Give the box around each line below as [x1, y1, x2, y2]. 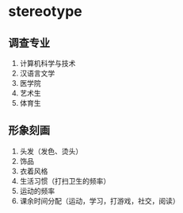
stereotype [8, 2, 82, 21]
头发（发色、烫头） [19, 146, 83, 156]
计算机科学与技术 [19, 59, 76, 68]
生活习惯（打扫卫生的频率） [19, 176, 111, 185]
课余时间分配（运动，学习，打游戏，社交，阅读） [19, 196, 180, 205]
